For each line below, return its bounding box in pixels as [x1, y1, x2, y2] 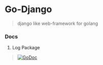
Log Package [12, 45, 40, 51]
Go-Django [5, 4, 52, 15]
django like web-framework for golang [17, 20, 98, 26]
